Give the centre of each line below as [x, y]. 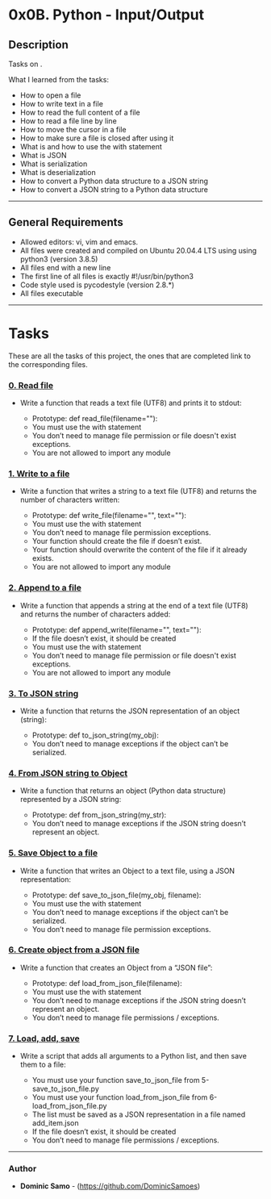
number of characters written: [70, 500]
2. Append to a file [45, 588]
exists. [43, 558]
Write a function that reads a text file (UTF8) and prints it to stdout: [131, 403]
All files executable [51, 293]
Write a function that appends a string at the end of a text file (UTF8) [134, 605]
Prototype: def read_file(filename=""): [95, 419]
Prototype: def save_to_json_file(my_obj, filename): [117, 895]
